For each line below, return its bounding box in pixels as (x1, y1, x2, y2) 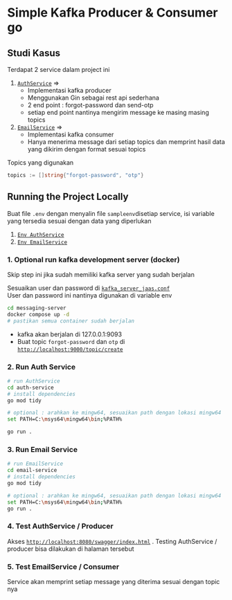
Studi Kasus (7, 47, 61, 59)
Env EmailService (17, 239, 68, 246)
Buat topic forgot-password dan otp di (17, 337, 125, 345)
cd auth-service (7, 384, 54, 391)
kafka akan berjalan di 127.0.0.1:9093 (17, 330, 123, 338)
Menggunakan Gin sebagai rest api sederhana (27, 93, 159, 102)
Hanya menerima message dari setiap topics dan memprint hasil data (27, 138, 225, 146)
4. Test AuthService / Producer (7, 521, 114, 531)
